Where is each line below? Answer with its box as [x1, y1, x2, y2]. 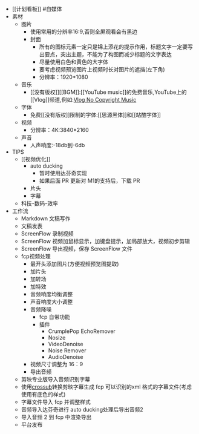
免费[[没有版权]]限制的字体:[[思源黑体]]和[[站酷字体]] [30, 111, 161, 118]
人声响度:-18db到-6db [30, 142, 85, 148]
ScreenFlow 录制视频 [21, 230, 74, 237]
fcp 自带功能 [39, 314, 71, 320]
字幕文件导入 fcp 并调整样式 [21, 398, 91, 406]
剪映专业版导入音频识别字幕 [21, 376, 91, 383]
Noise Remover [48, 347, 86, 354]
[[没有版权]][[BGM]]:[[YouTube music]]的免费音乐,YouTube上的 [30, 88, 188, 96]
